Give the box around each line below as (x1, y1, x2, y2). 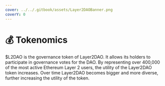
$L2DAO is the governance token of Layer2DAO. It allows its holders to (5, 54, 151, 60)
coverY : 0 (5, 12, 26, 17)
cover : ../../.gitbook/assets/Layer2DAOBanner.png (5, 7, 113, 12)
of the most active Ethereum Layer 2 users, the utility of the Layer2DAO (5, 65, 152, 71)
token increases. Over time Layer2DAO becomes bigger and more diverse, (5, 70, 158, 76)
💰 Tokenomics (5, 34, 68, 45)
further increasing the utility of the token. (5, 75, 90, 81)
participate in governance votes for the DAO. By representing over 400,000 (5, 59, 160, 65)
